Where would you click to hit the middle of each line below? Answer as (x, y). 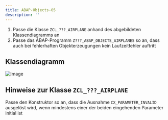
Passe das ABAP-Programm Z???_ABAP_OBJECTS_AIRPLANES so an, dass (86, 40)
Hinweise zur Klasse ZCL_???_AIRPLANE (67, 90)
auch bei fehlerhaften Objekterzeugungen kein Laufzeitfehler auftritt (84, 45)
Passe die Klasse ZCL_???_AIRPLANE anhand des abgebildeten (77, 29)
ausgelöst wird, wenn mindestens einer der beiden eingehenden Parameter (85, 108)
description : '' (22, 15)
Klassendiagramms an (36, 35)
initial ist (14, 113)
